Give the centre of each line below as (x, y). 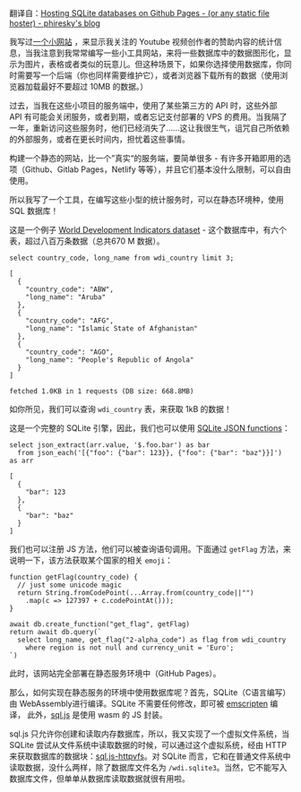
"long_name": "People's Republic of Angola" (110, 360)
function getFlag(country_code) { (74, 577)
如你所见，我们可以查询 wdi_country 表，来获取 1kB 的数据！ (121, 409)
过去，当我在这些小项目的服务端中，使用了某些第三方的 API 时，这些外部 (143, 105)
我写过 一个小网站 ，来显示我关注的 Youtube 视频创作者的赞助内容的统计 (142, 42)
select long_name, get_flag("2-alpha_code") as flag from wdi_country (152, 640)
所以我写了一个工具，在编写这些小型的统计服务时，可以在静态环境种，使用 (146, 199)
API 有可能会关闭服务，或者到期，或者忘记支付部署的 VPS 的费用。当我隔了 (148, 116)
